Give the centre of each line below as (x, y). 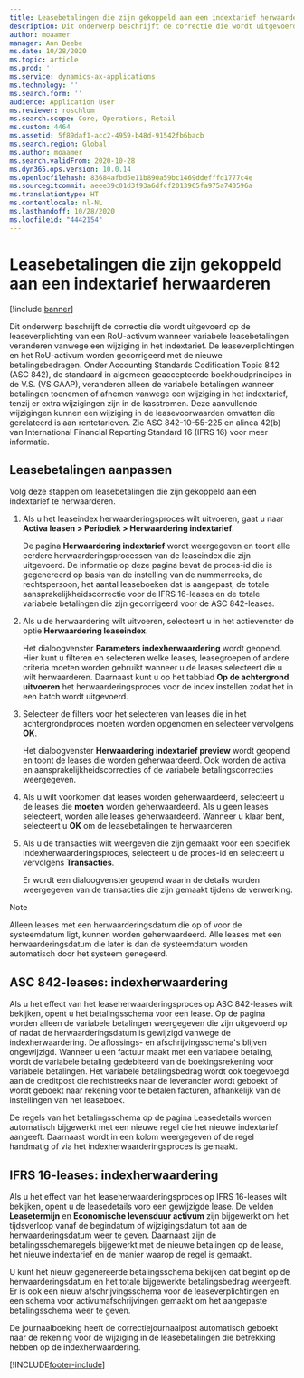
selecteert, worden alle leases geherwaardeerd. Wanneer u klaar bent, (153, 816)
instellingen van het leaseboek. (67, 1100)
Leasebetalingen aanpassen (91, 470)
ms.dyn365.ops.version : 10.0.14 (70, 169)
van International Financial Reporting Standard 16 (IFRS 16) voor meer (139, 432)
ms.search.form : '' (46, 93)
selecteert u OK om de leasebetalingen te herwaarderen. (128, 826)
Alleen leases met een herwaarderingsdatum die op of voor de (126, 925)
